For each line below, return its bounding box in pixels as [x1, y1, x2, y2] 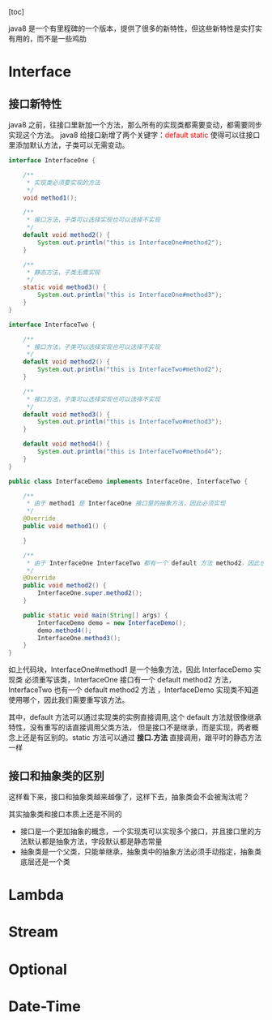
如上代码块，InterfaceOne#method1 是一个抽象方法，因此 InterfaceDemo [8, 665, 253, 674]
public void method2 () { [23, 582, 107, 590]
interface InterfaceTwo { [8, 321, 96, 329]
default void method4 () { [23, 440, 111, 449]
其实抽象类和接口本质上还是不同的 [8, 809, 122, 819]
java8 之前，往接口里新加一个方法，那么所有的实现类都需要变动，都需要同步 [8, 120, 263, 129]
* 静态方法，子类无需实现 [26, 268, 100, 277]
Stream [8, 923, 59, 941]
